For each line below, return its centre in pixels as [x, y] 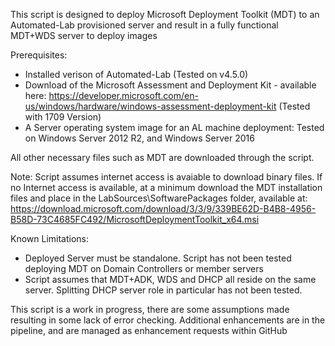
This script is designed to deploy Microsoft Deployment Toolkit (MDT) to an [165, 14]
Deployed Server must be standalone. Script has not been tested [158, 258]
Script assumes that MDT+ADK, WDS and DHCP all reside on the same [170, 279]
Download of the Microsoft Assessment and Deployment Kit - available [170, 85]
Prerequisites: [39, 55]
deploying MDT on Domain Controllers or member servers [144, 268]
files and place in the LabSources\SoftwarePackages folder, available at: [159, 198]
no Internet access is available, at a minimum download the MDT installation [166, 187]
